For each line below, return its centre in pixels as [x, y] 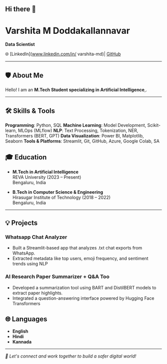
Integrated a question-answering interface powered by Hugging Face [83, 298]
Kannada [22, 342]
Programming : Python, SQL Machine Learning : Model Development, [76, 125]
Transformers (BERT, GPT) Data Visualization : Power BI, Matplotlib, [75, 135]
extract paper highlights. [38, 293]
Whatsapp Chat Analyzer [36, 237]
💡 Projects [22, 223]
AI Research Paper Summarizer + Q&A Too [57, 277]
